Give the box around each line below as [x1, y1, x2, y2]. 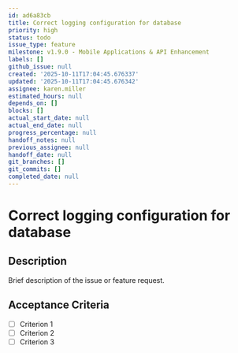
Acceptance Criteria [8, 299, 110, 312]
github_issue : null [8, 63, 73, 71]
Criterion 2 [19, 328, 55, 337]
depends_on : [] [8, 99, 58, 107]
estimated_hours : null [8, 92, 83, 100]
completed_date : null [8, 173, 80, 181]
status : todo [8, 33, 51, 42]
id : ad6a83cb [8, 11, 51, 20]
